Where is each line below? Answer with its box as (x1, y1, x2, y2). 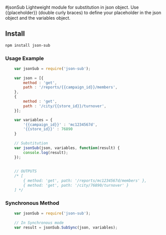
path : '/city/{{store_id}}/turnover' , (23, 103, 107, 109)
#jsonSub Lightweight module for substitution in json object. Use (5, 5, 139, 10)
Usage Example (5, 55, 44, 62)
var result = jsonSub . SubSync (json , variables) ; (14, 225, 118, 230)
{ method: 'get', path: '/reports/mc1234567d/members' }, (23, 178, 147, 183)
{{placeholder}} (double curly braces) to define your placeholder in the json (5, 10, 161, 16)
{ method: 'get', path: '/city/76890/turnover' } (23, 183, 129, 188)
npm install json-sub (5, 43, 51, 48)
